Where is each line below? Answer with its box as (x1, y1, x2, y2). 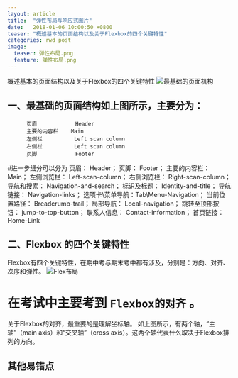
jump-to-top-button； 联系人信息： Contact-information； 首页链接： (21, 208, 225, 216)
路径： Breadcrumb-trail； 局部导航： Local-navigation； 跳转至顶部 (13, 199, 213, 208)
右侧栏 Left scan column (26, 143, 126, 150)
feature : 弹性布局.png (13, 57, 77, 64)
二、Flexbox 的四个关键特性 (7, 238, 130, 250)
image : (7, 43, 27, 50)
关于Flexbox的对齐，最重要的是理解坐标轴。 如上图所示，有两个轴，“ (7, 320, 210, 328)
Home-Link (7, 216, 40, 224)
